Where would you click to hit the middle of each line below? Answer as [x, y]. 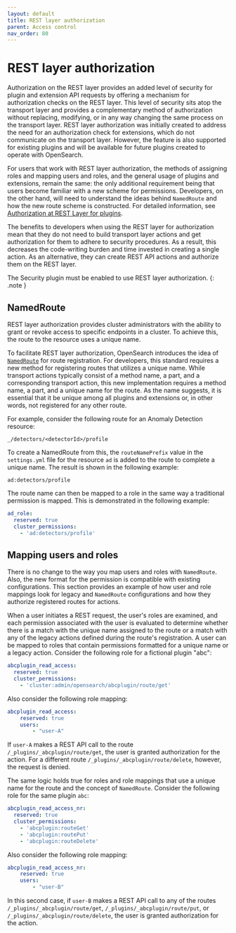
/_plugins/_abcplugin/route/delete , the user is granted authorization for [113, 915]
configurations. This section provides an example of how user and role [110, 587]
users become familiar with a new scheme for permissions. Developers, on [115, 191]
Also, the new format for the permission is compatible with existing [104, 579]
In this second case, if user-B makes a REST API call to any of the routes [112, 901]
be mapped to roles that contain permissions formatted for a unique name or [118, 645]
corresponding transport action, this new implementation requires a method [117, 383]
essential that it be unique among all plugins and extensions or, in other [110, 398]
